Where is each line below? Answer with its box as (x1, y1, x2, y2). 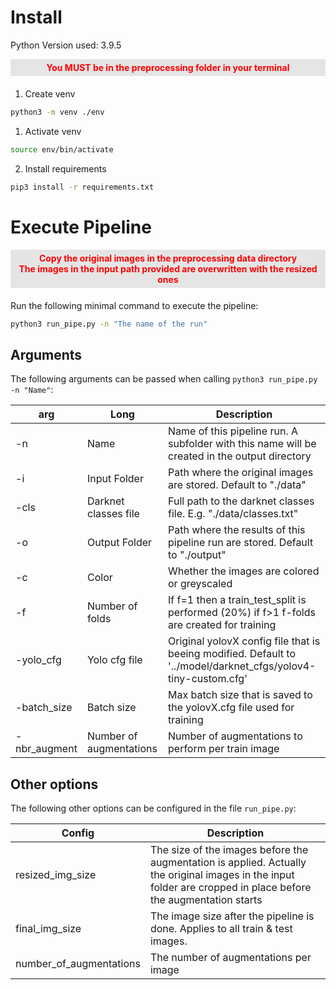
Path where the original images (168, 466, 314, 480)
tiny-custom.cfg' (168, 672, 248, 686)
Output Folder (86, 536, 153, 550)
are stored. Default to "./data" (168, 478, 307, 492)
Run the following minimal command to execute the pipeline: (10, 299, 259, 311)
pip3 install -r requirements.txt (10, 182, 155, 192)
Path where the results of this (168, 523, 306, 537)
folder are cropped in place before (149, 881, 312, 894)
